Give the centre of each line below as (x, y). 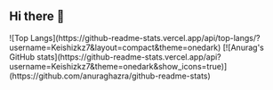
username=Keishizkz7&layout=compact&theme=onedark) (115, 47)
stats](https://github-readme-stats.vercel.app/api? (129, 57)
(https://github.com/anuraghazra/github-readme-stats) (110, 76)
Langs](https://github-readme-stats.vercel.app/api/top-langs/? (145, 37)
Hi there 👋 (37, 16)
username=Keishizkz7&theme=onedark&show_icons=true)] (118, 66)
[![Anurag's (243, 47)
